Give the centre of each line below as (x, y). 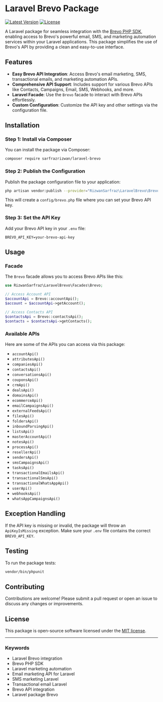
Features (19, 62)
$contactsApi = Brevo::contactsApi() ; (44, 317)
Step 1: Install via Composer (38, 139)
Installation (22, 125)
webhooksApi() (26, 494)
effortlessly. (24, 100)
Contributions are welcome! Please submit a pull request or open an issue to (81, 598)
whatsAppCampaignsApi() (36, 499)
